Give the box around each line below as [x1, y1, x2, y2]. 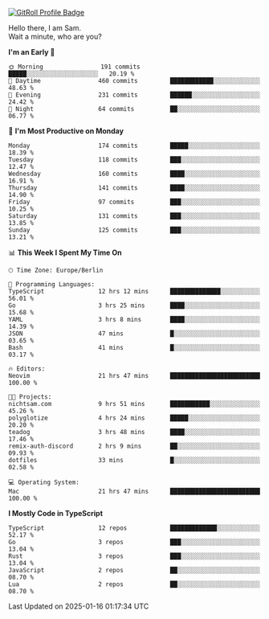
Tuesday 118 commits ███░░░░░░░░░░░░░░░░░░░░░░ [8, 156, 261, 164]
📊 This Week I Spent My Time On [8, 248, 122, 257]
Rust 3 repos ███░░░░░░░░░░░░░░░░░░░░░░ [8, 552, 261, 560]
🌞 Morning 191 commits [8, 63, 141, 71]
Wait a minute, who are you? [8, 32, 102, 41]
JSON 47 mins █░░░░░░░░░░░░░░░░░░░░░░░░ [8, 330, 261, 338]
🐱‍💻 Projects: [8, 393, 52, 401]
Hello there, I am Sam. [8, 23, 82, 32]
